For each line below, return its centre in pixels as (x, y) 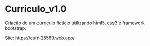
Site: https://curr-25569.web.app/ (40, 38)
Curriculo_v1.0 (36, 9)
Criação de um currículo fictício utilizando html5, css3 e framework (75, 23)
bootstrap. (15, 28)
